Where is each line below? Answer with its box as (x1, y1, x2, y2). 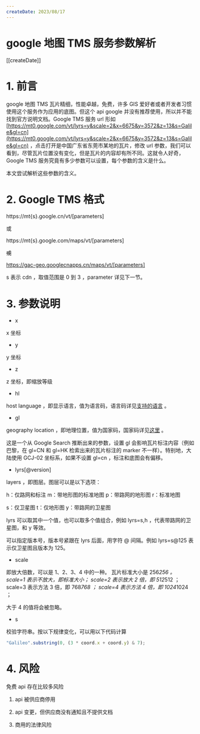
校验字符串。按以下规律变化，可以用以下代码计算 (6, 628, 127, 635)
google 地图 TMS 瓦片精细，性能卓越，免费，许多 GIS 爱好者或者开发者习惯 (6, 100, 192, 108)
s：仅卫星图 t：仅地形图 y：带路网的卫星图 (6, 504, 111, 511)
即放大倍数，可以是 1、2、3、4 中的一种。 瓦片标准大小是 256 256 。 (6, 569, 176, 576)
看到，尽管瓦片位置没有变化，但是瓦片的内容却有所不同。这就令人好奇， (6, 149, 184, 156)
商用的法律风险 (14, 721, 52, 729)
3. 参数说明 (6, 297, 61, 310)
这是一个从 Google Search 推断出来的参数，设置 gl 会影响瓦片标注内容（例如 (6, 439, 195, 446)
